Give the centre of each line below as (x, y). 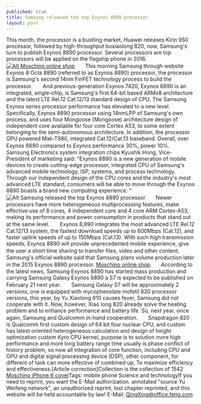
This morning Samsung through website (134, 66)
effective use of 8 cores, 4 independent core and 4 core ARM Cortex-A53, (98, 211)
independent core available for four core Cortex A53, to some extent (90, 126)
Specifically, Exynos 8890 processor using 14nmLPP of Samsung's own (95, 113)
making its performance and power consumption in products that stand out (99, 217)
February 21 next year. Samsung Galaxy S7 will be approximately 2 (93, 285)
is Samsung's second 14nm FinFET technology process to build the (89, 79)
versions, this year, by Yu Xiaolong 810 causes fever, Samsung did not (92, 298)
